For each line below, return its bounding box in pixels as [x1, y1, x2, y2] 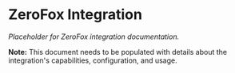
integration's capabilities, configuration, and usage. [8, 56, 177, 65]
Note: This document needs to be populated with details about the [8, 47, 228, 56]
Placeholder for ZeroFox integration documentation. [8, 32, 180, 41]
